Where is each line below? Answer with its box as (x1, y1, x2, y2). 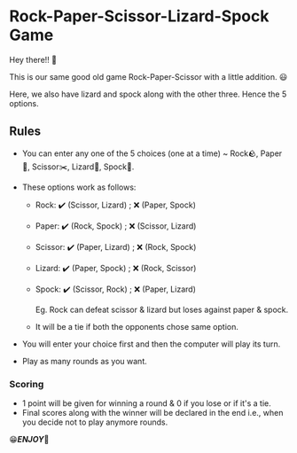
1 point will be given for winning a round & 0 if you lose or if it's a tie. (21, 398, 272, 409)
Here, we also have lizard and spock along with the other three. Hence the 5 (9, 89, 287, 99)
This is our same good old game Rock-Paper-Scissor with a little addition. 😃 (9, 71, 288, 82)
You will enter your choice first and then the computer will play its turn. (21, 339, 281, 349)
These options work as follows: (21, 182, 137, 192)
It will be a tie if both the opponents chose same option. (35, 321, 239, 332)
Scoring (9, 378, 44, 390)
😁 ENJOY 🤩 (9, 434, 50, 445)
